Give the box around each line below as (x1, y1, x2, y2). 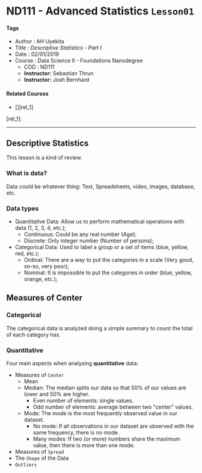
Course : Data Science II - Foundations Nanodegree (14, 57, 143, 64)
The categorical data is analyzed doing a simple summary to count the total (6, 324, 193, 332)
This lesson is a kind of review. (6, 154, 82, 161)
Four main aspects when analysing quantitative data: (6, 359, 139, 366)
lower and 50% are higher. (23, 390, 90, 398)
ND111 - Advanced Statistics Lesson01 (6, 4, 194, 18)
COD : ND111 (23, 63, 55, 70)
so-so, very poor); (23, 263, 69, 270)
